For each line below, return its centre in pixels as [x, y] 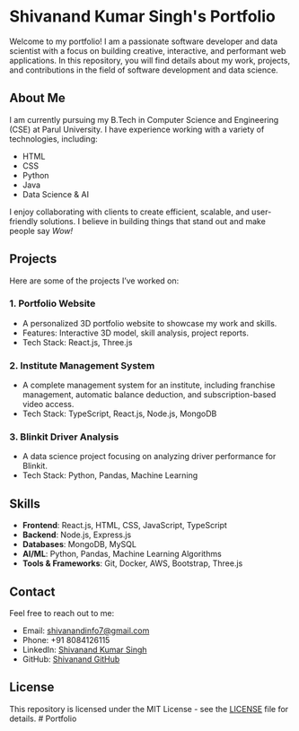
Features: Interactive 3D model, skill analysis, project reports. [136, 333]
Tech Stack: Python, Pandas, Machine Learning [110, 475]
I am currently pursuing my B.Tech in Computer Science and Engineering [144, 119]
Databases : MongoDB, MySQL [79, 544]
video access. [48, 405]
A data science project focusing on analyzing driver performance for [149, 457]
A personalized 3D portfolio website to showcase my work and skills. [149, 323]
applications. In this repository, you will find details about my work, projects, [149, 60]
